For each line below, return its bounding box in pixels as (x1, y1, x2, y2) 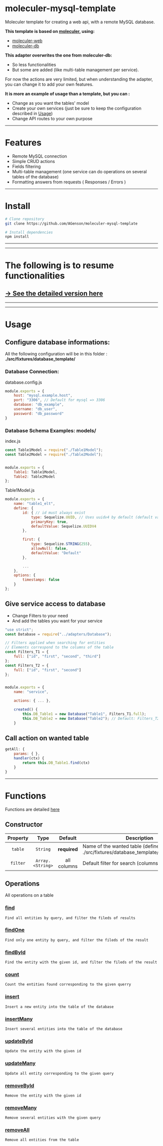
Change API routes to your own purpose (12, 115, 93, 121)
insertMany (5, 1016, 33, 1022)
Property (7, 835, 29, 841)
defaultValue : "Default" (31, 550, 81, 555)
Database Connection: (5, 368, 59, 375)
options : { (14, 573, 36, 578)
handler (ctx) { (14, 756, 45, 761)
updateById (5, 1037, 33, 1044)
